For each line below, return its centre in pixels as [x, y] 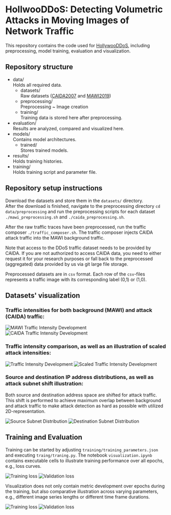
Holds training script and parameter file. [55, 172]
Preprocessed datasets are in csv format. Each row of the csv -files [75, 274]
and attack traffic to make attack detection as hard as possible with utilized [84, 406]
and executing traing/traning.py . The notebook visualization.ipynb [79, 455]
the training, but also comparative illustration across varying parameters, [82, 491]
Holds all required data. [37, 85]
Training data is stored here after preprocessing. [71, 117]
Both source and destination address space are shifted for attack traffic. [81, 395]
